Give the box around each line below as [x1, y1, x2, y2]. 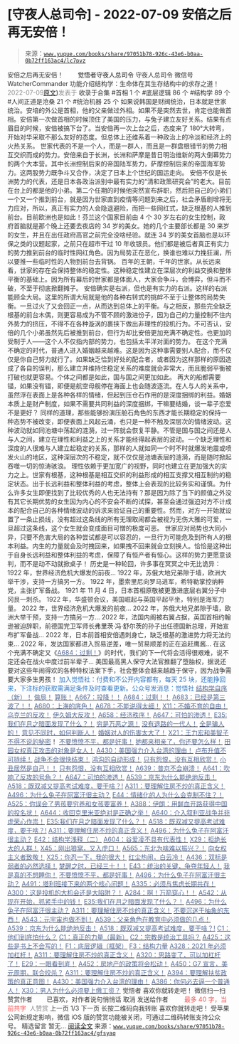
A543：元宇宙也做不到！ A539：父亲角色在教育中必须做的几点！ [21, 915, 211, 923]
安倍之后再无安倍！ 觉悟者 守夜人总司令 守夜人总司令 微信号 [7, 70, 193, 79]
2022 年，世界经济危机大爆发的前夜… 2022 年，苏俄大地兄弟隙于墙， [21, 604, 225, 612]
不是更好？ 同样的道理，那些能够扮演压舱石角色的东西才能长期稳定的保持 [7, 408, 221, 417]
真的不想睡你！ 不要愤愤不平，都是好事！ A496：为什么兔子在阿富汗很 [13, 870, 221, 879]
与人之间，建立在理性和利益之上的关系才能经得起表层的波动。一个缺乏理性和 [7, 435, 232, 443]
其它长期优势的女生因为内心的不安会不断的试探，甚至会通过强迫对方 [13, 497, 213, 506]
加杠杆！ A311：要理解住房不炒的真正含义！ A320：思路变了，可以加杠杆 [7, 950, 221, 959]
